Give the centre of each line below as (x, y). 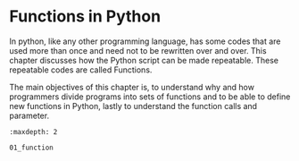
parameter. (29, 115)
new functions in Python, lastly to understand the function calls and (133, 106)
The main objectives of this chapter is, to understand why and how (132, 87)
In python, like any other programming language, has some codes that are (145, 41)
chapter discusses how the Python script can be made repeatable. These (144, 60)
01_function (31, 148)
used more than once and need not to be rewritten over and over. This (138, 50)
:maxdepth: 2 (33, 131)
